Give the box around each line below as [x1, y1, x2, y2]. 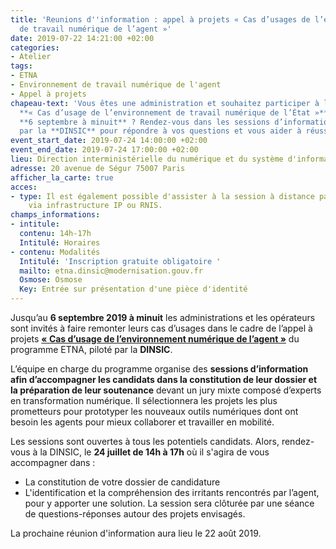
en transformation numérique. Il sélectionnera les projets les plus [10, 395, 278, 406]
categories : [10, 42, 60, 53]
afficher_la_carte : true [10, 172, 114, 183]
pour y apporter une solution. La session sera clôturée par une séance [24, 497, 315, 509]
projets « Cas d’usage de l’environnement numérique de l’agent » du [10, 333, 300, 345]
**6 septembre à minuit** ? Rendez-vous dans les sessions [19, 117, 271, 127]
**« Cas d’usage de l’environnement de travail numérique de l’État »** [19, 107, 329, 118]
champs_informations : [10, 210, 101, 220]
